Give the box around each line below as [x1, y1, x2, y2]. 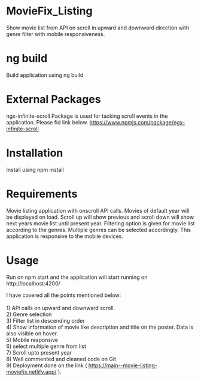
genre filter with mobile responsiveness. [6, 30, 105, 37]
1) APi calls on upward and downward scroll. [6, 304, 115, 311]
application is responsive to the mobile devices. [6, 233, 124, 240]
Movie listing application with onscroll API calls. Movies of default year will [6, 207, 190, 214]
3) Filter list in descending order [6, 317, 85, 324]
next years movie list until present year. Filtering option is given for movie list [6, 219, 195, 227]
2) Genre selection [6, 311, 52, 318]
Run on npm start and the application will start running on [6, 273, 148, 281]
